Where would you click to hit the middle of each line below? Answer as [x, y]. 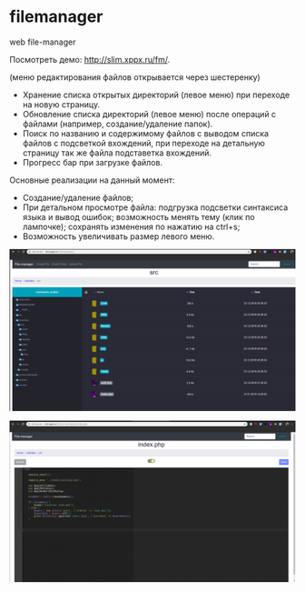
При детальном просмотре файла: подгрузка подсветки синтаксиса [155, 207]
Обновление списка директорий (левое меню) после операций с [149, 114]
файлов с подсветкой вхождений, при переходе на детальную [144, 143]
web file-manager [43, 42]
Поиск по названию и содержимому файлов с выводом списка [146, 133]
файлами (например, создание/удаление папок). [118, 124]
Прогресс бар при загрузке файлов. [93, 162]
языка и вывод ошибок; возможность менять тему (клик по [139, 216]
